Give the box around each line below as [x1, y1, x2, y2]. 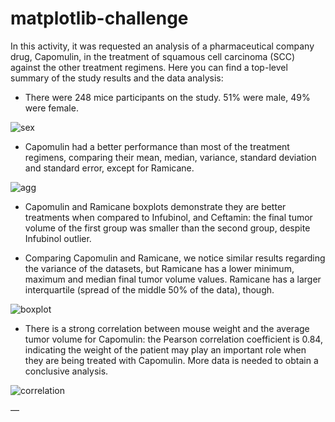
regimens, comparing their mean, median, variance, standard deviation [24, 151, 317, 163]
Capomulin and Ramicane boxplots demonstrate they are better [24, 200, 287, 212]
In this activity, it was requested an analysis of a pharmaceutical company [10, 40, 315, 52]
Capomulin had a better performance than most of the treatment [24, 140, 290, 152]
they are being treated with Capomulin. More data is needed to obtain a [24, 354, 319, 366]
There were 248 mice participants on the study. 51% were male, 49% [24, 91, 311, 103]
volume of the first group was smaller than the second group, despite [24, 222, 311, 234]
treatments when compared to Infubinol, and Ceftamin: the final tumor [24, 211, 313, 223]
